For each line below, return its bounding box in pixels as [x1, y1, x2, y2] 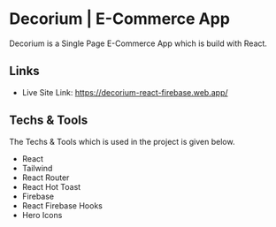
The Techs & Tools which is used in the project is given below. [9, 136, 235, 147]
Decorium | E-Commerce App [9, 9, 230, 29]
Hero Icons [21, 209, 63, 220]
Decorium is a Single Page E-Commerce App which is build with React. [9, 38, 268, 49]
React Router [21, 172, 70, 183]
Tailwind [21, 163, 53, 173]
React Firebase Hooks [21, 200, 103, 211]
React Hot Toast [21, 181, 81, 192]
